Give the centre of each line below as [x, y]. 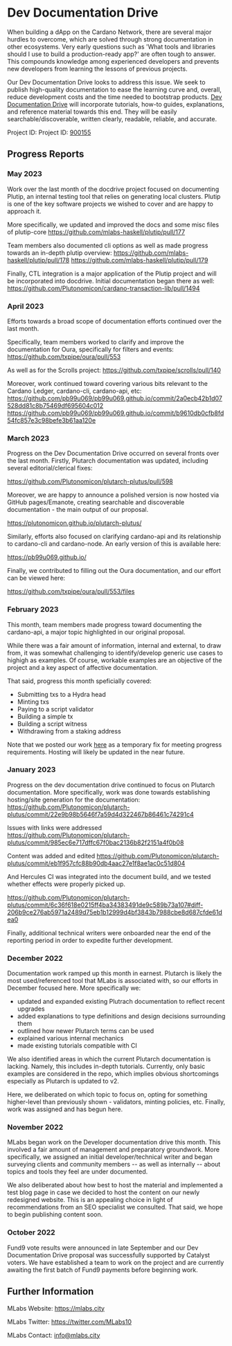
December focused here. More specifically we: [74, 988]
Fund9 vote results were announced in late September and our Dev [103, 1248]
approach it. [24, 211]
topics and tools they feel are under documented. [78, 1171]
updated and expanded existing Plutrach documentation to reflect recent [121, 1002]
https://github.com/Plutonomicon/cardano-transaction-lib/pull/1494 [104, 288]
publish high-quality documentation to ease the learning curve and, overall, [114, 89]
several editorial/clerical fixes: [50, 468]
